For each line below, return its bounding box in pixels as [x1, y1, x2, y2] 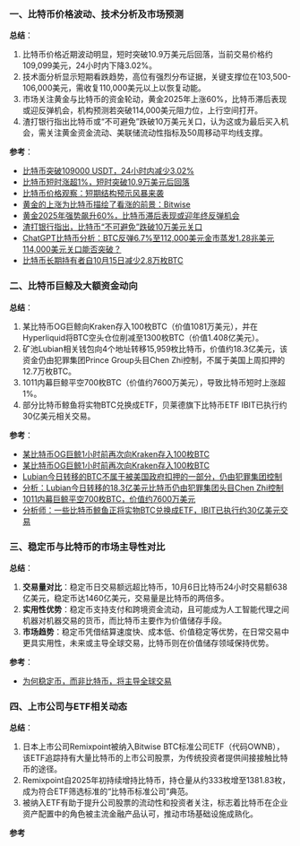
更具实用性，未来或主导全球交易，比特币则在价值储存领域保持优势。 [21, 637, 274, 648]
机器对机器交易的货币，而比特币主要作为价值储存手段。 [21, 615, 227, 626]
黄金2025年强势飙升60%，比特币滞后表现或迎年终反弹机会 [21, 211, 240, 221]
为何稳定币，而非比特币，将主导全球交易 [21, 675, 172, 686]
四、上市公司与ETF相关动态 [9, 700, 128, 712]
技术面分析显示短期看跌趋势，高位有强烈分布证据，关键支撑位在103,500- [21, 72, 291, 82]
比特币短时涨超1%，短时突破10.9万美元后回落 [21, 177, 191, 187]
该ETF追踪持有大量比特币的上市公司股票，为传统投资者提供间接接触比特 [21, 753, 288, 764]
